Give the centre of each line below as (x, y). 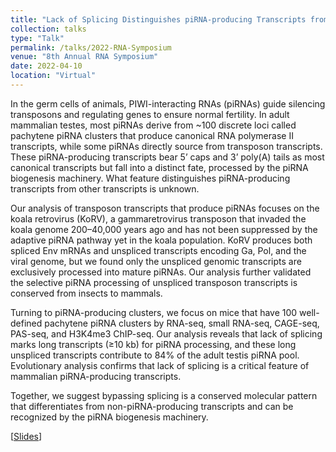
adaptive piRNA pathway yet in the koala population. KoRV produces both (161, 240)
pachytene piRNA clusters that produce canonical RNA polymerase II (152, 135)
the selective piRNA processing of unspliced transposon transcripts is (154, 282)
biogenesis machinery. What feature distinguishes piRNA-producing (150, 178)
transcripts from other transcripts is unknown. (105, 188)
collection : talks (48, 29)
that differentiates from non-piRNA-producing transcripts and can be (152, 406)
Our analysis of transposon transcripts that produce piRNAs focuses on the (165, 208)
